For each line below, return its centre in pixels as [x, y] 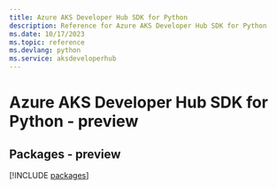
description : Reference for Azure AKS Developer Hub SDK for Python [138, 26]
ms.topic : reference [47, 42]
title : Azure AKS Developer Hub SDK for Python [99, 17]
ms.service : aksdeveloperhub [63, 59]
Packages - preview [65, 154]
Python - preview [74, 122]
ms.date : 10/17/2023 [47, 34]
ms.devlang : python [45, 51]
